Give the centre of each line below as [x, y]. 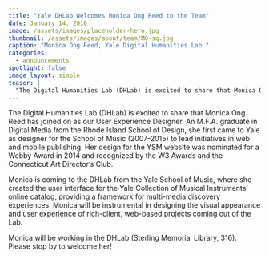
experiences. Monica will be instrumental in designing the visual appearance [134, 205]
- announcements [42, 61]
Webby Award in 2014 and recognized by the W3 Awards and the [115, 156]
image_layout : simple [44, 75]
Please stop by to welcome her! [60, 246]
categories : [28, 53]
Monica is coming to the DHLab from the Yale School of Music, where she [130, 180]
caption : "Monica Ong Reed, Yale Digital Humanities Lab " [109, 46]
